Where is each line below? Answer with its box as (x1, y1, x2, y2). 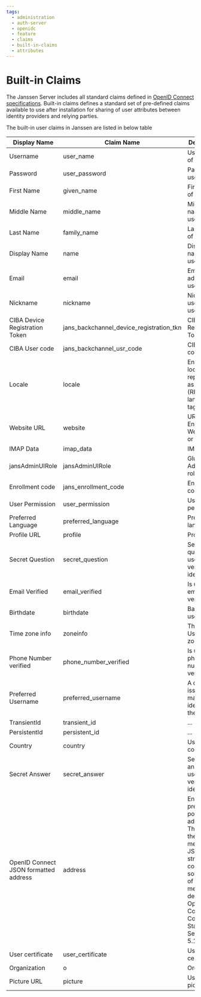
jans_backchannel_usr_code (63, 344, 142, 352)
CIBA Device (9, 315, 45, 324)
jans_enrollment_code (63, 482, 124, 491)
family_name (63, 228, 99, 236)
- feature (11, 31, 36, 37)
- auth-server (11, 20, 47, 26)
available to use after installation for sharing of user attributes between (6, 106, 181, 113)
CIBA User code (9, 344, 54, 352)
